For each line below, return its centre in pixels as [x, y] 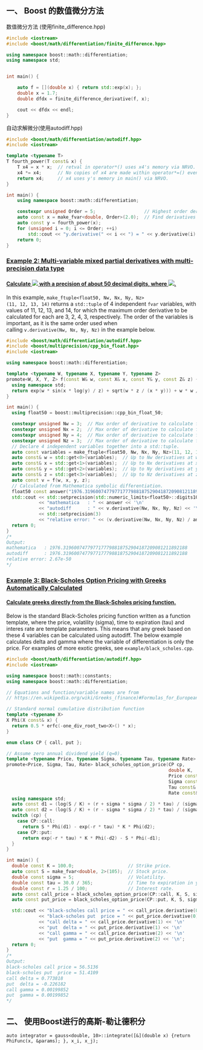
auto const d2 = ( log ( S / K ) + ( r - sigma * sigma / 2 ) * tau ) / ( [98, 810]
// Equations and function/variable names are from [72, 692]
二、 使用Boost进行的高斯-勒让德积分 [76, 1021]
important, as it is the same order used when [62, 323]
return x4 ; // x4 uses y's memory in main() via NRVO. [93, 178]
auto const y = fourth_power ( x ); [59, 223]
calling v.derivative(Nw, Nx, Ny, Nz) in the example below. [81, 329]
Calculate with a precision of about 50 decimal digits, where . [91, 283]
